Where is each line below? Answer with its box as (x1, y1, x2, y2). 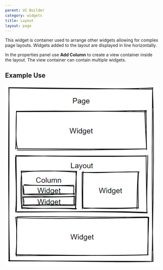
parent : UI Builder (5, 8, 45, 13)
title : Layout (5, 18, 34, 23)
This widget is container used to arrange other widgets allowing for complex (5, 37, 159, 43)
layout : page (5, 23, 32, 28)
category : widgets (5, 13, 42, 18)
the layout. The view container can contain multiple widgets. (5, 57, 126, 63)
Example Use (5, 71, 46, 79)
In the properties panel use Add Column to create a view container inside (5, 52, 153, 58)
